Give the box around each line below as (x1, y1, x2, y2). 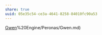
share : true (5, 7, 29, 12)
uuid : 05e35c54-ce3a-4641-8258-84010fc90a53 (5, 12, 98, 16)
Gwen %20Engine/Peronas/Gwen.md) (5, 24, 81, 30)
